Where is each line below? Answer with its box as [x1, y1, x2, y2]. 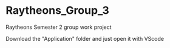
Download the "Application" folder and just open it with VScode [5, 35, 165, 42]
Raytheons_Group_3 [5, 4, 110, 17]
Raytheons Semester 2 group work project [5, 23, 112, 31]
